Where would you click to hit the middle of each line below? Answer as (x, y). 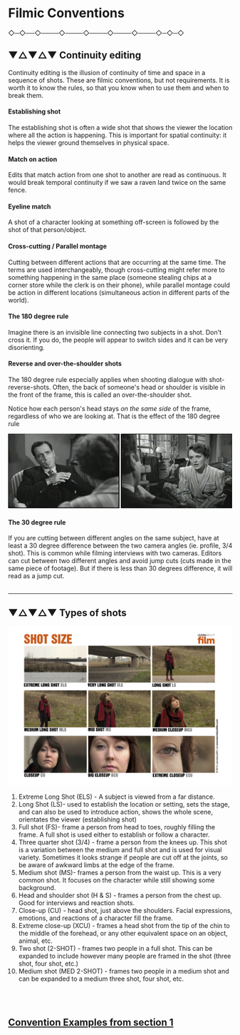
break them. (26, 95)
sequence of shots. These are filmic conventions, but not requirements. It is (119, 80)
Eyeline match (30, 206)
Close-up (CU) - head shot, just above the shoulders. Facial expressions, (125, 910)
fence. (17, 190)
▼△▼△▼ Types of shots (67, 613)
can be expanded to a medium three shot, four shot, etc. (101, 979)
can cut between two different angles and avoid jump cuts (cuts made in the (120, 561)
